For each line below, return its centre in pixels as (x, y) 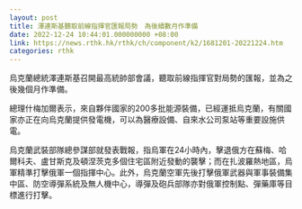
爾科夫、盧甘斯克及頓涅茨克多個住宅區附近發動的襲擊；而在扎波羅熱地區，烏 (151, 161)
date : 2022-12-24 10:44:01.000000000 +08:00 (94, 34)
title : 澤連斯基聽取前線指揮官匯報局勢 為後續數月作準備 (104, 26)
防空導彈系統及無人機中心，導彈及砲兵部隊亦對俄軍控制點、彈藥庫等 (159, 184)
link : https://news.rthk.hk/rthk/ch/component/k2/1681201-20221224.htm (146, 43)
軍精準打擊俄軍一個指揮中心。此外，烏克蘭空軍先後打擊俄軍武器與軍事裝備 (147, 173)
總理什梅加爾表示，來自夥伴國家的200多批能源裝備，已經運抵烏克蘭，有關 (147, 108)
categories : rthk (42, 51)
